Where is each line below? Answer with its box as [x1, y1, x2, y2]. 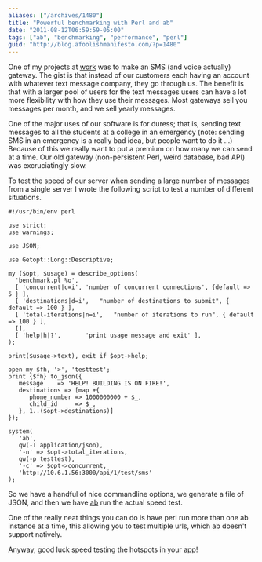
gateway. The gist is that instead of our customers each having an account [8, 71, 249, 80]
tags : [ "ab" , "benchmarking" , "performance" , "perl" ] [8, 33, 188, 42]
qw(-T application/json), [18, 441, 104, 450]
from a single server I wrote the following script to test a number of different [8, 184, 253, 194]
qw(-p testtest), [18, 455, 76, 463]
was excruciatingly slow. [8, 161, 88, 170]
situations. [8, 193, 42, 203]
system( [8, 428, 34, 436]
